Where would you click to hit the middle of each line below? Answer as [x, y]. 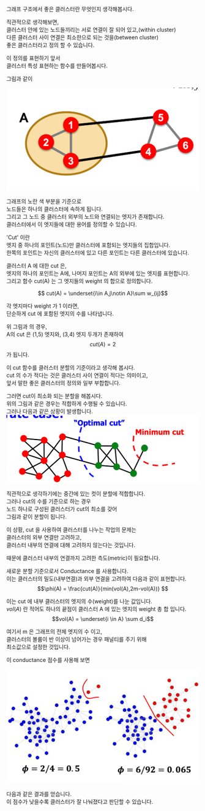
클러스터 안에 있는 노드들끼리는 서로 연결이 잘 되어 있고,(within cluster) [91, 30]
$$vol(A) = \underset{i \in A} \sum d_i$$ [103, 619]
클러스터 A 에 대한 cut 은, [37, 266]
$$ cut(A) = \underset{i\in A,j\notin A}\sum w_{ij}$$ [103, 294]
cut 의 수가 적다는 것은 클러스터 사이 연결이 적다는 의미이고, [77, 375]
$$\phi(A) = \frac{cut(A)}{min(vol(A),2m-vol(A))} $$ [103, 588]
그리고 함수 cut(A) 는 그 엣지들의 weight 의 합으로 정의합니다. [80, 281]
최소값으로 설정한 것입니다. [38, 647]
